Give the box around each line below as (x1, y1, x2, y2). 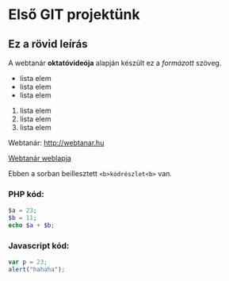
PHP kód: (8, 188, 45, 199)
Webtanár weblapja (8, 153, 71, 163)
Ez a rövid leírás (8, 37, 89, 51)
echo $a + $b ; (8, 221, 55, 229)
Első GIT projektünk (8, 6, 140, 24)
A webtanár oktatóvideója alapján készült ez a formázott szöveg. (8, 58, 222, 67)
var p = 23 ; (8, 258, 48, 267)
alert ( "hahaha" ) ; (8, 266, 66, 274)
